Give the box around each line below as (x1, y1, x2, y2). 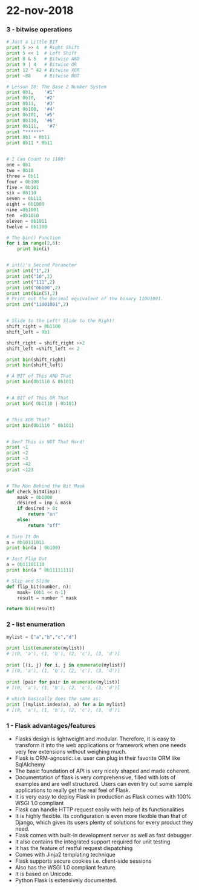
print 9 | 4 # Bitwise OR (6, 61, 77, 67)
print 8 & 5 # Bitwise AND (6, 56, 80, 62)
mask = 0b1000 (17, 494, 53, 500)
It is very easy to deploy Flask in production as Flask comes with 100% (15, 793, 192, 800)
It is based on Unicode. (15, 870, 73, 878)
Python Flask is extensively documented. (15, 877, 118, 884)
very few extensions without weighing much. (15, 748, 127, 756)
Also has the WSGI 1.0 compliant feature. (15, 864, 117, 871)
